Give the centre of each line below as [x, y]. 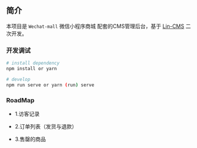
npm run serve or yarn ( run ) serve [50, 85]
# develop [18, 79]
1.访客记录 [27, 114]
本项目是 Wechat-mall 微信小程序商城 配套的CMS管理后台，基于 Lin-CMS [95, 26]
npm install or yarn [32, 68]
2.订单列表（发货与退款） [46, 126]
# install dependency [33, 63]
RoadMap [20, 100]
